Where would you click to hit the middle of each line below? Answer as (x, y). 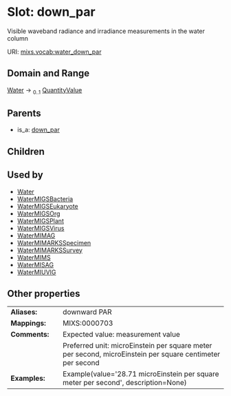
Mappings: (29, 323)
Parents (24, 113)
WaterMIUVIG (36, 272)
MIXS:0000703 (88, 323)
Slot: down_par (51, 12)
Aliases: (24, 312)
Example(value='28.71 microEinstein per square (141, 374)
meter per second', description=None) (125, 383)
